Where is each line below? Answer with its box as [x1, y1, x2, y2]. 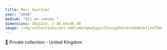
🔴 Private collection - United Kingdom [5, 39, 83, 45]
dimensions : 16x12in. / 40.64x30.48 [5, 21, 81, 26]
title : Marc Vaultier [5, 7, 50, 12]
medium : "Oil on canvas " [5, 16, 59, 21]
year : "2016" [5, 12, 32, 17]
